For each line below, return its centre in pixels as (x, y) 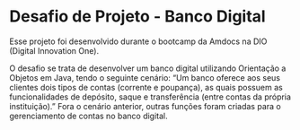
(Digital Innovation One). (54, 50)
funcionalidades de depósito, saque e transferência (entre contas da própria (150, 97)
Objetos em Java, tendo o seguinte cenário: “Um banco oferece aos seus (145, 77)
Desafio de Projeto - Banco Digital (138, 17)
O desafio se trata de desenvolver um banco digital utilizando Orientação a (148, 68)
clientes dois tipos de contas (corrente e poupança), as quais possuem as (146, 87)
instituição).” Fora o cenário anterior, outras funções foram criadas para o (145, 106)
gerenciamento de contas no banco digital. (88, 116)
